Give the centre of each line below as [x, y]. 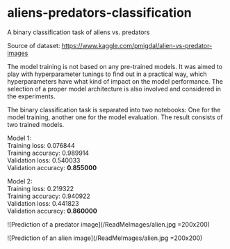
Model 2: [20, 181]
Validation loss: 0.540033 [44, 160]
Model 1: [19, 138]
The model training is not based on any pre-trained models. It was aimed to [115, 66]
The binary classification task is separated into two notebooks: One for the [114, 110]
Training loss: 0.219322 [41, 188]
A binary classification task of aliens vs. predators [79, 32]
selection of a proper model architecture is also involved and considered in [114, 89]
